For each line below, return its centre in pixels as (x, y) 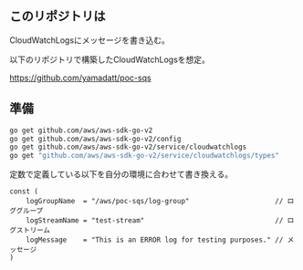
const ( (24, 192)
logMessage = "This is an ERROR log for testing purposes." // (155, 240)
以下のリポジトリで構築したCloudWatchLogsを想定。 (110, 59)
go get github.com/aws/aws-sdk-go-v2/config (95, 139)
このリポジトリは (57, 16)
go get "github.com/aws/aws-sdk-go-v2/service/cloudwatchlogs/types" (145, 156)
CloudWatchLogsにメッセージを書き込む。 (90, 40)
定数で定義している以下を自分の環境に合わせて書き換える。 (121, 174)
